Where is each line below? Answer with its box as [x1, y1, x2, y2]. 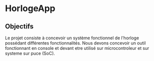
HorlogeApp [5, 3, 56, 14]
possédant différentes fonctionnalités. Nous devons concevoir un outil [5, 40, 146, 46]
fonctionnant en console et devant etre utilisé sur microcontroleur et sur [5, 46, 150, 51]
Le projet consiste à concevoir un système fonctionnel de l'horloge [5, 35, 139, 41]
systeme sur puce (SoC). [5, 50, 55, 56]
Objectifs [5, 22, 34, 30]
